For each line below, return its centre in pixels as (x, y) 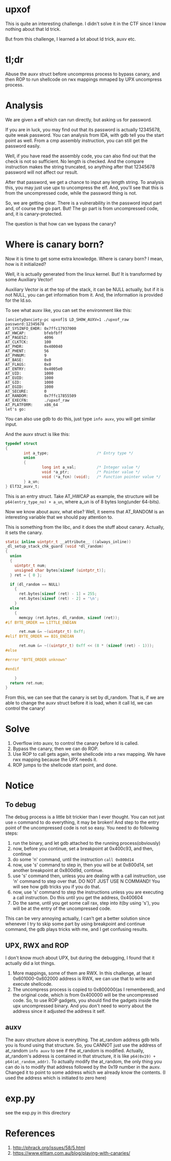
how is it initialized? (26, 264)
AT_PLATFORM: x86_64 (32, 405)
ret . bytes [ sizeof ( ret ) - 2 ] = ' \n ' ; (59, 599)
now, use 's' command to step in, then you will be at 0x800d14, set (83, 865)
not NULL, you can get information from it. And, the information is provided (84, 295)
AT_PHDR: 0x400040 (34, 346)
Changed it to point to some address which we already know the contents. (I (86, 1072)
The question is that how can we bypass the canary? (61, 223)
